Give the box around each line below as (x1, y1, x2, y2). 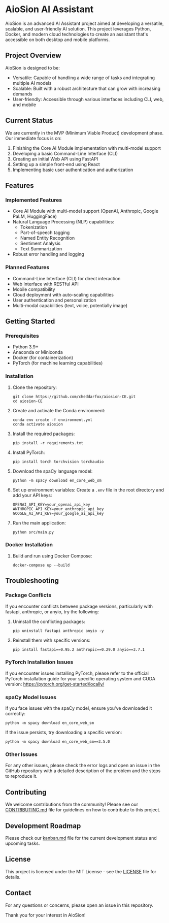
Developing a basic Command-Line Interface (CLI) (12, 150, 118, 156)
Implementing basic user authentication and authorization (12, 167, 133, 173)
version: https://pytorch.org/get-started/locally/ (5, 681, 105, 687)
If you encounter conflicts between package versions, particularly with (5, 603, 153, 609)
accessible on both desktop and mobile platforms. (5, 37, 110, 43)
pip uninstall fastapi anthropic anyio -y (12, 628, 104, 633)
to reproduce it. (5, 773, 38, 779)
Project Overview (5, 51, 61, 60)
